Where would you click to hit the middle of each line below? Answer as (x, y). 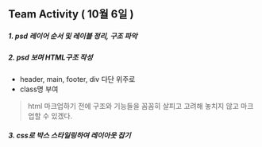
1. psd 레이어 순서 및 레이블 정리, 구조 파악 (73, 36)
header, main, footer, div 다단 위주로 (77, 79)
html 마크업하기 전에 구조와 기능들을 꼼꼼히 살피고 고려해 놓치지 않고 (133, 106)
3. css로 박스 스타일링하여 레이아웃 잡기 (69, 135)
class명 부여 (39, 89)
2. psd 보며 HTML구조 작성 (50, 57)
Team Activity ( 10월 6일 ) (71, 14)
